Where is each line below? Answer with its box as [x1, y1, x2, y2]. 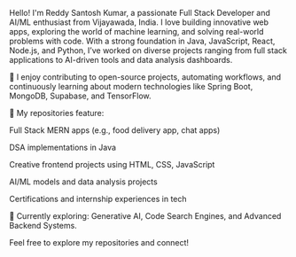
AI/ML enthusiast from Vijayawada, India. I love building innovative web [9, 17, 269, 27]
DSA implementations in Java [9, 142, 117, 152]
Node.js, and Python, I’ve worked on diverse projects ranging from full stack [9, 45, 288, 56]
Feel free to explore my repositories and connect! [9, 238, 189, 247]
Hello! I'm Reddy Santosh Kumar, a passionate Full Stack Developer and [9, 8, 270, 18]
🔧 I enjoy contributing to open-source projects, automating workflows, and [9, 72, 282, 82]
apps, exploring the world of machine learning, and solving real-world [9, 27, 264, 36]
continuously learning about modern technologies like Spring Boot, [9, 82, 253, 91]
